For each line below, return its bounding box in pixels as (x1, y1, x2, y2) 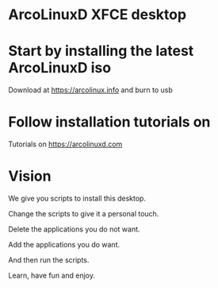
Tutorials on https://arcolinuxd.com (8, 139, 123, 149)
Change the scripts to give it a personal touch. (8, 209, 159, 218)
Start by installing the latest (8, 42, 194, 60)
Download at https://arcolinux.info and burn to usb (8, 85, 173, 95)
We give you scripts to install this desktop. (8, 193, 147, 203)
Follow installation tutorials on (8, 113, 211, 131)
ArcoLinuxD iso (8, 59, 112, 77)
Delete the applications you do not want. (8, 224, 140, 234)
